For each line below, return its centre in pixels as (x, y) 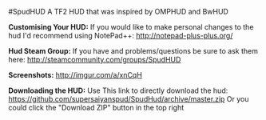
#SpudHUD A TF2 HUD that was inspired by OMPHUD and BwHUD (119, 12)
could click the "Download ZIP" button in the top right (96, 108)
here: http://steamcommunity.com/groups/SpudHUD (95, 60)
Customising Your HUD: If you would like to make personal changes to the (131, 27)
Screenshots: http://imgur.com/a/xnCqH (75, 75)
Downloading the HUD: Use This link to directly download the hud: (118, 90)
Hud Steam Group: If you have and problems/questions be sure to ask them (133, 51)
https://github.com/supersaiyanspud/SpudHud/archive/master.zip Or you (129, 99)
